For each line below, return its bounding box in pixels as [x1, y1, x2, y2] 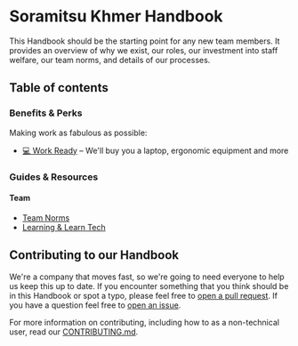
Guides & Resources [9, 171, 99, 183]
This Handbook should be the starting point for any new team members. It [9, 36, 280, 46]
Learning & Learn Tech [21, 221, 106, 232]
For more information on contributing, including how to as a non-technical [9, 317, 280, 327]
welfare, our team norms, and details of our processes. [9, 54, 211, 65]
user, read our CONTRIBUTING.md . [9, 326, 139, 337]
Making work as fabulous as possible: [9, 127, 148, 138]
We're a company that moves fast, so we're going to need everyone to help [9, 271, 285, 282]
